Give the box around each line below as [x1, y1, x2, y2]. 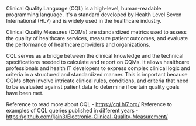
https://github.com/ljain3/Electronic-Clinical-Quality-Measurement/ [6, 113, 168, 120]
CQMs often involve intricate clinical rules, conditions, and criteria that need [6, 77, 189, 84]
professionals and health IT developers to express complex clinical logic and [6, 65, 190, 72]
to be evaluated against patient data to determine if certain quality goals [6, 83, 180, 90]
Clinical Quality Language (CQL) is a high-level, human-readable [6, 5, 161, 12]
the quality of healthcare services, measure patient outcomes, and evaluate [6, 35, 188, 41]
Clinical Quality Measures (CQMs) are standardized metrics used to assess [6, 29, 187, 36]
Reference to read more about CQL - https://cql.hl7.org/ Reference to [6, 101, 173, 107]
